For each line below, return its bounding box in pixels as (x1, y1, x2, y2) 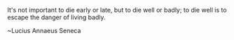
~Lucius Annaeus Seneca (7, 27, 81, 34)
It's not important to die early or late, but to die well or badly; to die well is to (7, 6, 227, 14)
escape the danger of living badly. (7, 13, 106, 21)
